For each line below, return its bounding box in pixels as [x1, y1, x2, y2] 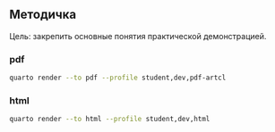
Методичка [9, 7, 77, 22]
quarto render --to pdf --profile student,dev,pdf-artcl [9, 73, 227, 83]
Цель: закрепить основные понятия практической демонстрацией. [9, 30, 267, 41]
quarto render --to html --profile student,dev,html [9, 115, 211, 124]
